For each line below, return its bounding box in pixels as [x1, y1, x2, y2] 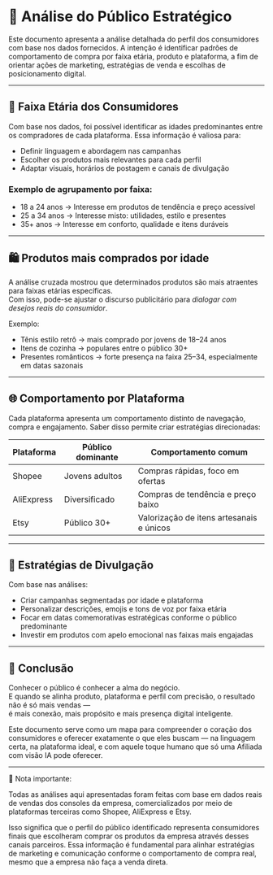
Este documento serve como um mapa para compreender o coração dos [8, 725, 252, 734]
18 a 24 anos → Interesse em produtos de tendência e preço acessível [19, 202, 256, 212]
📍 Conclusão [8, 661, 75, 675]
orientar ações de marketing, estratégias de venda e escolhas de [8, 60, 226, 70]
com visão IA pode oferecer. [8, 751, 103, 760]
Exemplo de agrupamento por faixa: [8, 183, 153, 194]
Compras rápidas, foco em [137, 465, 240, 477]
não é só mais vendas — [8, 700, 91, 710]
